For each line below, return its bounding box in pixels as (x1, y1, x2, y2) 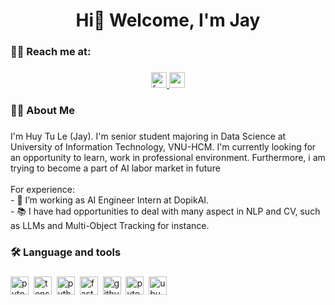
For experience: (10, 183, 75, 195)
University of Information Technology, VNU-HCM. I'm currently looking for (10, 140, 317, 153)
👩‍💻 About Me (10, 103, 75, 117)
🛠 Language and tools (10, 245, 122, 259)
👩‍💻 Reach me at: (10, 45, 92, 59)
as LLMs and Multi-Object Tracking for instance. (10, 219, 210, 231)
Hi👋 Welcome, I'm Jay (75, 9, 261, 32)
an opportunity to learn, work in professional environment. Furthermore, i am (10, 151, 326, 163)
